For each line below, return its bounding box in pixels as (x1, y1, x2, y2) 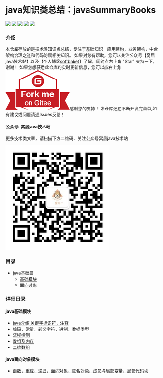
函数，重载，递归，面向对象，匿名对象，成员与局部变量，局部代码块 (12, 368, 148, 374)
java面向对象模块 (5, 356, 40, 362)
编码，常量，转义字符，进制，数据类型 (12, 326, 89, 332)
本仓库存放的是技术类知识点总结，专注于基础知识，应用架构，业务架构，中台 (5, 47, 158, 52)
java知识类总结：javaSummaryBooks (5, 4, 156, 16)
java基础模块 (5, 308, 31, 314)
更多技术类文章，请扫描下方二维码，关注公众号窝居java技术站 (5, 135, 128, 141)
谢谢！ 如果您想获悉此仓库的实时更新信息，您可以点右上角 (5, 64, 121, 70)
